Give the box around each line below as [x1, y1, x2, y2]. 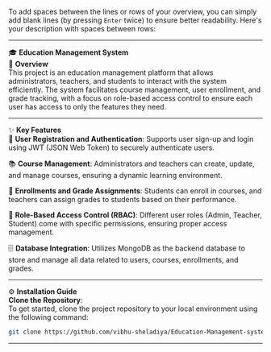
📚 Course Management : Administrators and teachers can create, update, [8, 159, 255, 168]
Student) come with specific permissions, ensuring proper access [8, 219, 227, 228]
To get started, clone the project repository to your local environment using [8, 304, 258, 313]
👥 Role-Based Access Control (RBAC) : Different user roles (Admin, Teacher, [8, 210, 262, 220]
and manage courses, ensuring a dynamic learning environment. [8, 171, 223, 180]
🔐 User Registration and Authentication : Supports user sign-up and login [8, 135, 254, 143]
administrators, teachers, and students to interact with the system [8, 77, 227, 85]
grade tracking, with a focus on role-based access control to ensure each [8, 93, 253, 103]
